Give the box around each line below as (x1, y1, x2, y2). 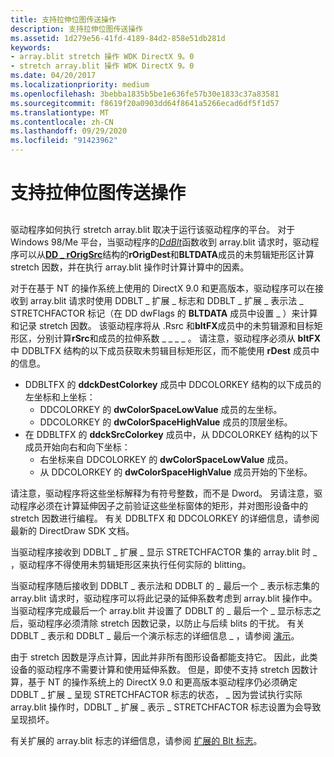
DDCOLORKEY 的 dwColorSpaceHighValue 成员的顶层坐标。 (39, 416, 293, 428)
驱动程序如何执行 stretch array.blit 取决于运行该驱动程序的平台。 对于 (10, 223, 296, 235)
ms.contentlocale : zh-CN (10, 117, 114, 127)
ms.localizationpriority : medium (10, 80, 150, 90)
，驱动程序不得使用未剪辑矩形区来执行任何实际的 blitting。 (10, 558, 252, 570)
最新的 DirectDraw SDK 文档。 (10, 524, 135, 536)
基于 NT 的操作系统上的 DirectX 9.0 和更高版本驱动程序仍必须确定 (27, 676, 298, 688)
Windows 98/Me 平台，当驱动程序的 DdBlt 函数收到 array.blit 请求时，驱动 (10, 236, 311, 248)
